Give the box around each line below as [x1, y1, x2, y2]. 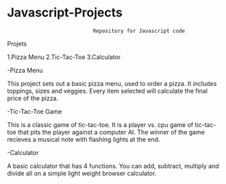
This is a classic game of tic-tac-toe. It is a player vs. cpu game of [7, 120, 194, 128]
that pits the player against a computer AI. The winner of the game [17, 128, 205, 136]
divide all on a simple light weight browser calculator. [7, 169, 157, 177]
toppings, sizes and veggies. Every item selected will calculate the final [7, 87, 208, 95]
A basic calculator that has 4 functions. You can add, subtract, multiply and [7, 161, 219, 170]
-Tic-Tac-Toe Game [7, 107, 62, 115]
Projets [7, 39, 27, 47]
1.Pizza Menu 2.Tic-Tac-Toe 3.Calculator [7, 53, 121, 61]
